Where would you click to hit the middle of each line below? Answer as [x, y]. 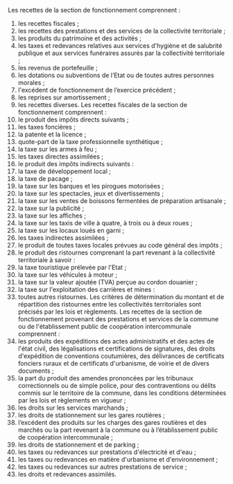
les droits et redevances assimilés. [67, 474]
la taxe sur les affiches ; [52, 216]
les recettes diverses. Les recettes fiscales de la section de [103, 105]
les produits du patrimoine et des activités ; [79, 38]
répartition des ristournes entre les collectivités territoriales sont [110, 304]
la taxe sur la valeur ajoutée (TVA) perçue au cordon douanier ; [108, 282]
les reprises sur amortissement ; [64, 97]
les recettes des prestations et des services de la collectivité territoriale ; [122, 31]
